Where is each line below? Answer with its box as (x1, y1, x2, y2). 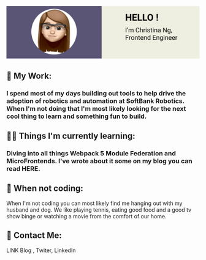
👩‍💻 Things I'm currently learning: (6, 131, 135, 141)
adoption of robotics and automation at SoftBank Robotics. (6, 97, 185, 105)
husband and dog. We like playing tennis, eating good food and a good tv (6, 206, 192, 214)
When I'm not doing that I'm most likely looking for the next (6, 104, 186, 113)
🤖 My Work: (6, 70, 52, 81)
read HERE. (6, 164, 41, 173)
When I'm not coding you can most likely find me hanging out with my (6, 199, 183, 207)
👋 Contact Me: (6, 230, 63, 241)
